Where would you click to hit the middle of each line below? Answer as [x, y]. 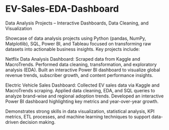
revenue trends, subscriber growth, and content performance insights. [79, 75]
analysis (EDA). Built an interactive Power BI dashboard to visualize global [83, 70]
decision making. [38, 122]
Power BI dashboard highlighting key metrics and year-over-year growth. [82, 101]
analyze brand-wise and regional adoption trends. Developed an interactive [84, 96]
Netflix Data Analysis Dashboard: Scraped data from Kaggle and [73, 59]
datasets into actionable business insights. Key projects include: [73, 49]
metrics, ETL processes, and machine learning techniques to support [78, 116]
